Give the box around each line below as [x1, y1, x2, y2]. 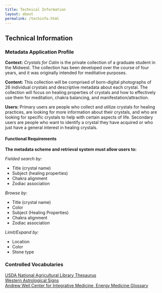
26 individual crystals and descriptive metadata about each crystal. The [5, 84, 148, 90]
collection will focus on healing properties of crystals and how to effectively [5, 90, 156, 95]
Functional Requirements [5, 136, 57, 141]
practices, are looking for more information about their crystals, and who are [5, 109, 157, 115]
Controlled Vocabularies [5, 261, 64, 268]
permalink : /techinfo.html [5, 16, 59, 21]
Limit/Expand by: [5, 230, 39, 235]
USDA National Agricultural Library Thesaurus [5, 272, 97, 278]
